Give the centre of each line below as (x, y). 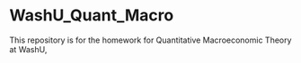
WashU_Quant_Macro (92, 16)
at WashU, (28, 49)
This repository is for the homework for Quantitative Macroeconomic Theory (150, 40)
